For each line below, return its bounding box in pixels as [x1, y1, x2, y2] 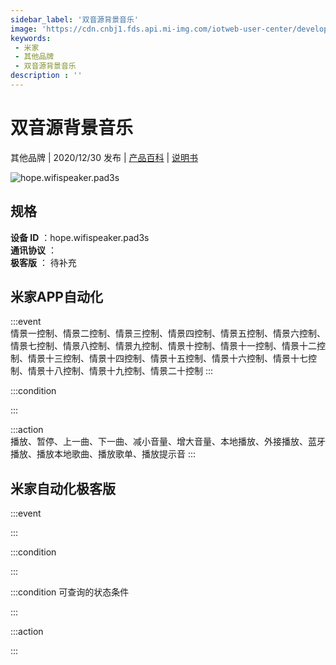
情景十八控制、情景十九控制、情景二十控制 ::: [27, 365, 214, 377]
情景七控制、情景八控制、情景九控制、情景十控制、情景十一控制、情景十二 [10, 340, 317, 352]
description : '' [10, 71, 83, 81]
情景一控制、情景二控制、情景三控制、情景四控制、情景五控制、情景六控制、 [10, 327, 326, 340]
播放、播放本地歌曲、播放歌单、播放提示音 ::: [10, 448, 197, 460]
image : [10, 24, 38, 34]
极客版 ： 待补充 [10, 256, 77, 268]
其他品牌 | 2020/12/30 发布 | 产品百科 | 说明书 [10, 151, 199, 163]
